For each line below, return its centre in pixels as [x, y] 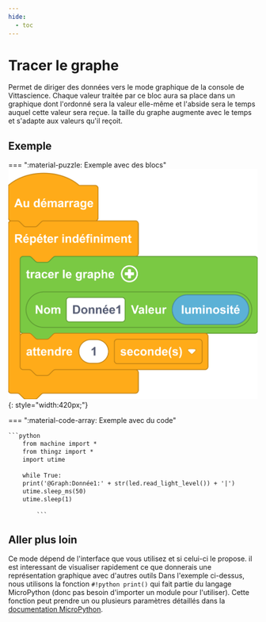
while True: [42, 476]
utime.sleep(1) [47, 500]
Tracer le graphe [64, 65]
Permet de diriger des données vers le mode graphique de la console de [126, 87]
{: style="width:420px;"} [48, 405]
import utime [44, 460]
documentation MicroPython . [56, 609]
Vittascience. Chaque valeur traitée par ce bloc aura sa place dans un [122, 96]
